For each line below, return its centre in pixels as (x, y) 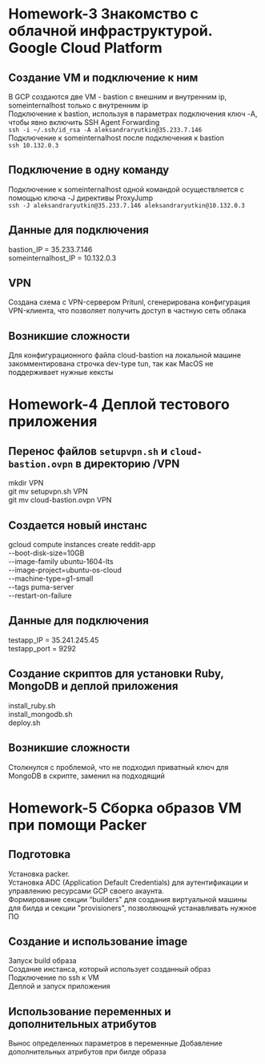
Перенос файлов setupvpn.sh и (88, 451)
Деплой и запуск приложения (59, 986)
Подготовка (39, 854)
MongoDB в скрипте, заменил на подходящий (87, 776)
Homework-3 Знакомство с (103, 14)
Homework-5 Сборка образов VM (125, 808)
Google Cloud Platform (85, 48)
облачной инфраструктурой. (110, 31)
